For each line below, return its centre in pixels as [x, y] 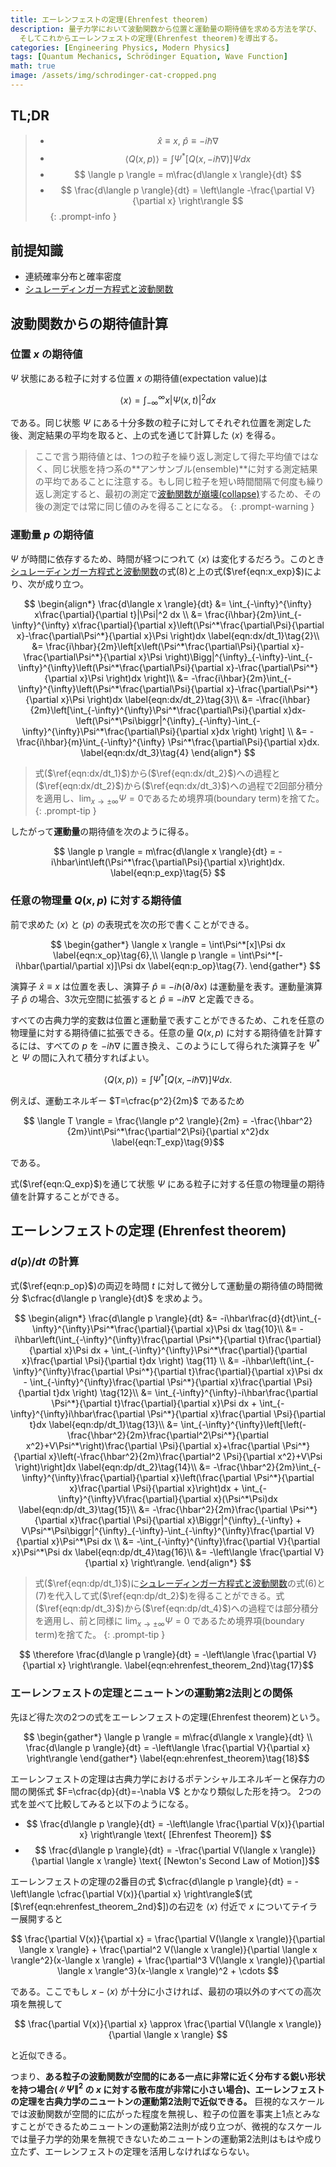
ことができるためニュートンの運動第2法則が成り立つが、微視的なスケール [170, 2127]
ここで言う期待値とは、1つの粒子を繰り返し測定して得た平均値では [172, 457]
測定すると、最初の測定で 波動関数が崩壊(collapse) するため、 [178, 494]
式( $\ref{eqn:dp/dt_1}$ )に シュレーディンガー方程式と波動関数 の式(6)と [180, 1583]
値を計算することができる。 [67, 1196]
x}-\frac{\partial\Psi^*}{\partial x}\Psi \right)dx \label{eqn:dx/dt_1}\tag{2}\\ [168, 635]
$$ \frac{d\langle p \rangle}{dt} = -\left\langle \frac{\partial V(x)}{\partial [175, 1823]
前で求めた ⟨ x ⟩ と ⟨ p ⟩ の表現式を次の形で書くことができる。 [132, 924]
